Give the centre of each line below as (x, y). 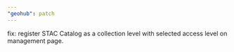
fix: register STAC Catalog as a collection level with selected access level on (117, 33)
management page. (35, 41)
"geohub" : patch (31, 14)
